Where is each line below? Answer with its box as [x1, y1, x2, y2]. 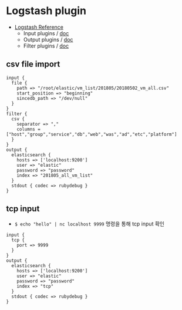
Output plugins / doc [23, 36, 73, 43]
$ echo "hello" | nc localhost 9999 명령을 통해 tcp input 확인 [14, 220, 165, 227]
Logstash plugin [6, 4, 87, 18]
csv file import [6, 59, 60, 69]
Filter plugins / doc [23, 42, 69, 49]
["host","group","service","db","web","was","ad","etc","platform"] [6, 131, 177, 137]
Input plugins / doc [23, 29, 69, 36]
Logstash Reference [14, 23, 63, 31]
